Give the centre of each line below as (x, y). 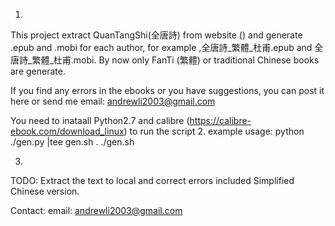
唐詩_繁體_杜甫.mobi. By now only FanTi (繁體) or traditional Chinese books (165, 60)
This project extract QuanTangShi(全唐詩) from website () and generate (156, 35)
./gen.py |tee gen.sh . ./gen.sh (72, 142)
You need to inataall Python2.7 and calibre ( (100, 120)
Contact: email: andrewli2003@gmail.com (96, 210)
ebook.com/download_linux (67, 131)
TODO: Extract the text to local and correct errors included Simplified (152, 180)
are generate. (38, 71)
